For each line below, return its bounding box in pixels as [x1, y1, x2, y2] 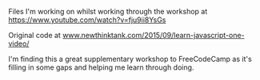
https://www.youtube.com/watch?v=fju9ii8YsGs [8, 15, 166, 25]
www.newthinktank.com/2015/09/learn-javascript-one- [62, 31, 246, 40]
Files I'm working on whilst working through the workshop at [8, 7, 208, 16]
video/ [8, 39, 30, 48]
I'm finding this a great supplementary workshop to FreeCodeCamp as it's [8, 55, 252, 63]
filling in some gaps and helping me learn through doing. [8, 63, 194, 72]
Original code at [8, 31, 62, 40]
